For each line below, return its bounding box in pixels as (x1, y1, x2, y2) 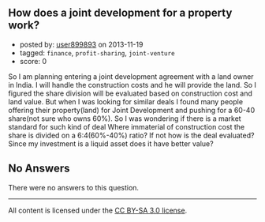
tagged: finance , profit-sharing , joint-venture (19, 47, 175, 58)
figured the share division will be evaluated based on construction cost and (8, 88, 252, 98)
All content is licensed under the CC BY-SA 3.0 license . (8, 205, 188, 215)
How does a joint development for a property (8, 6, 233, 20)
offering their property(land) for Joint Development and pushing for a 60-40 (8, 105, 255, 115)
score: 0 (19, 56, 47, 66)
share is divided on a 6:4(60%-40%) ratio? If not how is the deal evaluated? (8, 130, 255, 140)
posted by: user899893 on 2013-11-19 (19, 40, 144, 49)
